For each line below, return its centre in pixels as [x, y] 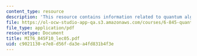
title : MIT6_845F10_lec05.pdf [43, 38]
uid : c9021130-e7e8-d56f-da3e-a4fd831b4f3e [60, 44]
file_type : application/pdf [40, 28]
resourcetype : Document [35, 33]
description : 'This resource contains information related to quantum [94, 17]
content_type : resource [35, 11]
